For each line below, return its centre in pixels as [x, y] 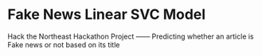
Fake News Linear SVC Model [107, 15]
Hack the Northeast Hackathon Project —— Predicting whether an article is [131, 36]
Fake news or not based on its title [64, 44]
